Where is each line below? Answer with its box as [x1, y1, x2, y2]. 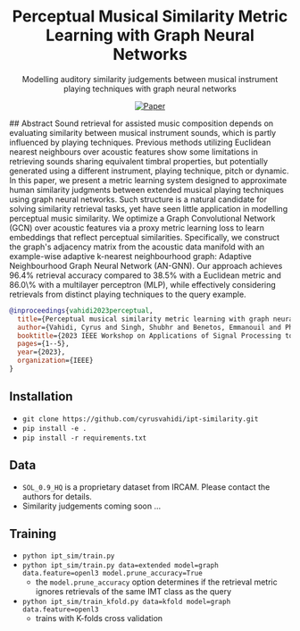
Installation [9, 389, 73, 404]
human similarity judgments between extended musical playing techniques [9, 184, 284, 195]
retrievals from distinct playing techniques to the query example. [9, 289, 247, 299]
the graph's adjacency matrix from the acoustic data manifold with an [9, 241, 265, 252]
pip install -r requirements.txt [21, 433, 147, 442]
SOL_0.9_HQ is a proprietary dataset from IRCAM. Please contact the [21, 481, 271, 492]
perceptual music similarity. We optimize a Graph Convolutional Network [9, 213, 276, 223]
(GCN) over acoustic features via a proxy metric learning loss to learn [9, 222, 265, 233]
